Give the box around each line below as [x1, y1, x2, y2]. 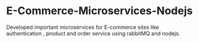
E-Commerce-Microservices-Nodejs [6, 4, 193, 18]
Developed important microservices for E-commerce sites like [6, 24, 159, 31]
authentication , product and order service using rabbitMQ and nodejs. [6, 29, 180, 37]
